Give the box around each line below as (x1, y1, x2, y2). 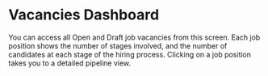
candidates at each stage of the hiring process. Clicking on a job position (8, 49, 252, 59)
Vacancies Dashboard (8, 6, 160, 24)
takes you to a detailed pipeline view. (8, 58, 132, 68)
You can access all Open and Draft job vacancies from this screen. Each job (8, 32, 261, 42)
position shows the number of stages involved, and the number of (8, 40, 228, 50)
